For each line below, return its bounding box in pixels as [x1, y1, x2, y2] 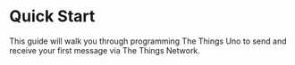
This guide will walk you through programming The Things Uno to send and [9, 36, 288, 46]
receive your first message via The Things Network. [9, 45, 201, 55]
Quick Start [9, 6, 96, 27]
